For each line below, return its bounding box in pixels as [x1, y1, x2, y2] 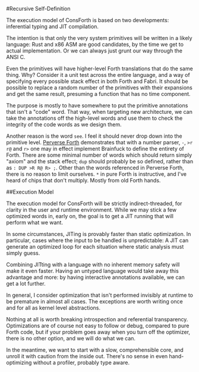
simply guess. [6, 250, 40, 256]
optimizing [6, 359, 32, 366]
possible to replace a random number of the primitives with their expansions [6, 84, 193, 91]
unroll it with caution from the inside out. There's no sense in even [6, 353, 168, 359]
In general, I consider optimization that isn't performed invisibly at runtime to [6, 292, 194, 299]
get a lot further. [6, 280, 46, 287]
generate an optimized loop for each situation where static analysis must [6, 243, 184, 250]
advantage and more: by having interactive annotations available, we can [6, 274, 185, 281]
